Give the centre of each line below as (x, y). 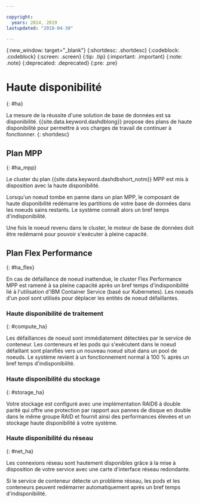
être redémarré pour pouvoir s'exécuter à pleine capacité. (77, 234)
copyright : (20, 17)
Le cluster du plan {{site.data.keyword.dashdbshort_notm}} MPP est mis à (97, 179)
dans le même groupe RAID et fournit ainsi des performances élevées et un (99, 416)
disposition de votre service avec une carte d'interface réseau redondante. (98, 469)
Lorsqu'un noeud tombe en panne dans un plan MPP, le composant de (93, 197)
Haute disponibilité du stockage (53, 379)
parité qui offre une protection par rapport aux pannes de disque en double (99, 410)
